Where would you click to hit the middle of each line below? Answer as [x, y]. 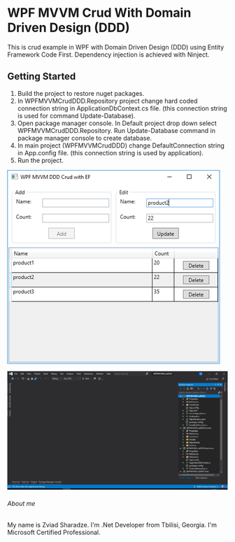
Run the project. [41, 160]
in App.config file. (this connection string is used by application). [111, 152]
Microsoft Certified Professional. [54, 532]
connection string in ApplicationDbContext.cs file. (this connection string [122, 108]
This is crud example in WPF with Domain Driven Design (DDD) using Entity [116, 47]
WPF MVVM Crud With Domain [99, 13]
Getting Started [42, 77]
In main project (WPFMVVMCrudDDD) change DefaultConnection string [121, 145]
